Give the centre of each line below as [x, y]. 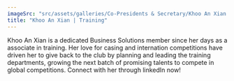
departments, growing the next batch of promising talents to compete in [111, 62]
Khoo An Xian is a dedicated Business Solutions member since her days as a [117, 40]
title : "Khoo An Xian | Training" [58, 20]
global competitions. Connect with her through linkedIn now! [94, 70]
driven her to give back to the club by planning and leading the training [109, 55]
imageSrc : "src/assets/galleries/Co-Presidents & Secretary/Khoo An [109, 14]
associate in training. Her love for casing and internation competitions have [115, 47]
